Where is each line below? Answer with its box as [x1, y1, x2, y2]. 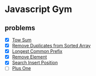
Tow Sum [12, 37, 32, 43]
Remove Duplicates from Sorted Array [12, 43, 91, 49]
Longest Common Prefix [12, 48, 63, 54]
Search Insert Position [12, 59, 58, 66]
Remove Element [12, 54, 47, 60]
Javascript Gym [5, 4, 72, 15]
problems [5, 24, 36, 32]
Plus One [12, 65, 31, 71]
